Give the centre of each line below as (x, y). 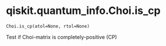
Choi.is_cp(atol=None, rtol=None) (48, 26)
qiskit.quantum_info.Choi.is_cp (83, 11)
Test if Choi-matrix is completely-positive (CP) (62, 37)
